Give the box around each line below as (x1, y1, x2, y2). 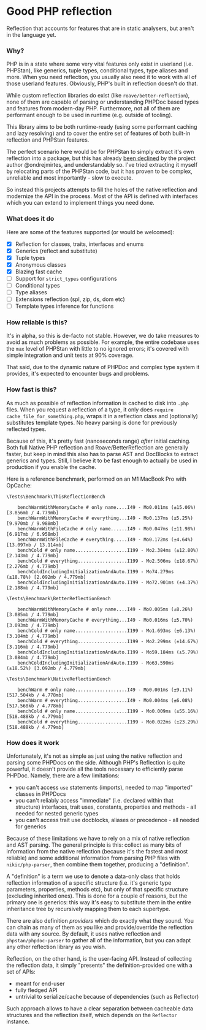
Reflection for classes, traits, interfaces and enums (15, 240, 144, 248)
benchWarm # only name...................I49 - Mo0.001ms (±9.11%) (17, 687, 193, 693)
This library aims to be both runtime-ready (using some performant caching (6, 123, 197, 131)
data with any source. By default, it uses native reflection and (6, 930, 161, 937)
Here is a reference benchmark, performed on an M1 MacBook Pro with (6, 475, 187, 483)
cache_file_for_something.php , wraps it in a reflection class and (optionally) (6, 412, 198, 419)
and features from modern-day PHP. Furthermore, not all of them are (6, 105, 180, 112)
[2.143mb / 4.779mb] (6, 552, 59, 559)
